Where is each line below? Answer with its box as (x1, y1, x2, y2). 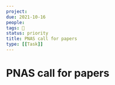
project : (6, 8, 28, 15)
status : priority (6, 30, 49, 36)
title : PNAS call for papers (6, 36, 77, 42)
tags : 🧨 (6, 25, 25, 31)
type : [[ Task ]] (6, 42, 43, 47)
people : (6, 19, 25, 25)
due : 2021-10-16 (6, 14, 46, 20)
